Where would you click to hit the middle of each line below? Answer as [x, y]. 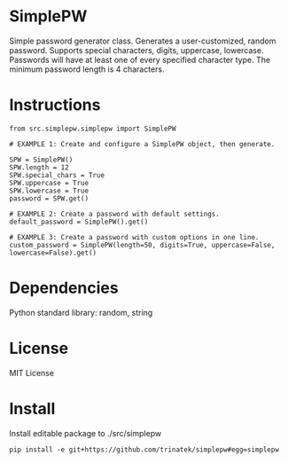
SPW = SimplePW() [41, 160]
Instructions [55, 105]
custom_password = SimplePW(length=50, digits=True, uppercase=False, [142, 245]
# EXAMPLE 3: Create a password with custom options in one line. [134, 237]
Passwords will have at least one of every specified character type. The [140, 59]
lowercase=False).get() [53, 253]
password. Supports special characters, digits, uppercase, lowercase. [136, 50]
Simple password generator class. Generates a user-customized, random [143, 41]
